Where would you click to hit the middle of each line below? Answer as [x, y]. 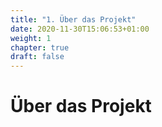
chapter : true [40, 47]
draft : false [37, 57]
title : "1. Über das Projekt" [73, 19]
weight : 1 [31, 38]
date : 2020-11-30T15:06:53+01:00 [80, 29]
